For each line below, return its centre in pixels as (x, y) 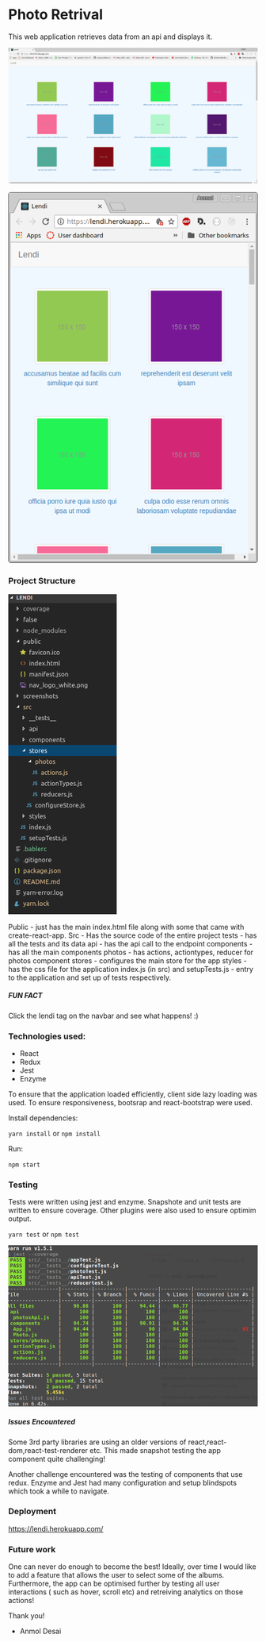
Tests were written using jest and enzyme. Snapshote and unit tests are (125, 1202)
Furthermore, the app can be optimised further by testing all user (114, 1584)
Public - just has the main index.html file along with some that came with (126, 927)
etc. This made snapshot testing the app (156, 1450)
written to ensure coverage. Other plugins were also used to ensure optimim (132, 1210)
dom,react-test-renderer (48, 1450)
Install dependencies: (43, 1118)
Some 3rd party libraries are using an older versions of (97, 1442)
